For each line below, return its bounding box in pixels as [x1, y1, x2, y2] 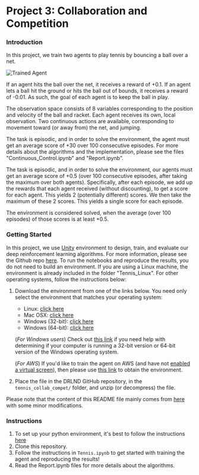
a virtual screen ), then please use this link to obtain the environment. [14, 366, 183, 373]
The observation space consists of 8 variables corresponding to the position [6, 105, 193, 112]
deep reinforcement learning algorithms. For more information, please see [6, 250, 187, 257]
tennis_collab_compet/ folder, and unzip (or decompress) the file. [14, 384, 176, 391]
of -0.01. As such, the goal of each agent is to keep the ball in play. [6, 93, 169, 101]
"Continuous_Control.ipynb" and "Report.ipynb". [6, 155, 124, 162]
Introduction [6, 38, 43, 46]
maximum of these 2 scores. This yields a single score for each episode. [6, 198, 184, 205]
